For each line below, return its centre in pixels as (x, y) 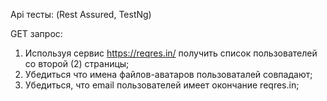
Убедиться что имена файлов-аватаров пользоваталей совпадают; (168, 74)
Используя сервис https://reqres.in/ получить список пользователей (171, 53)
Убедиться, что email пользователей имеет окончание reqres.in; (162, 85)
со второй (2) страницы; (77, 63)
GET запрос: (36, 33)
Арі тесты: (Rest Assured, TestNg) (81, 14)
